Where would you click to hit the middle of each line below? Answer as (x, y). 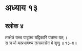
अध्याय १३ (21, 8)
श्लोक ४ (14, 26)
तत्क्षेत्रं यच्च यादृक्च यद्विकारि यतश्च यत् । (36, 38)
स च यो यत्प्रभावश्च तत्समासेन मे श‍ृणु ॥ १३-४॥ (41, 43)
